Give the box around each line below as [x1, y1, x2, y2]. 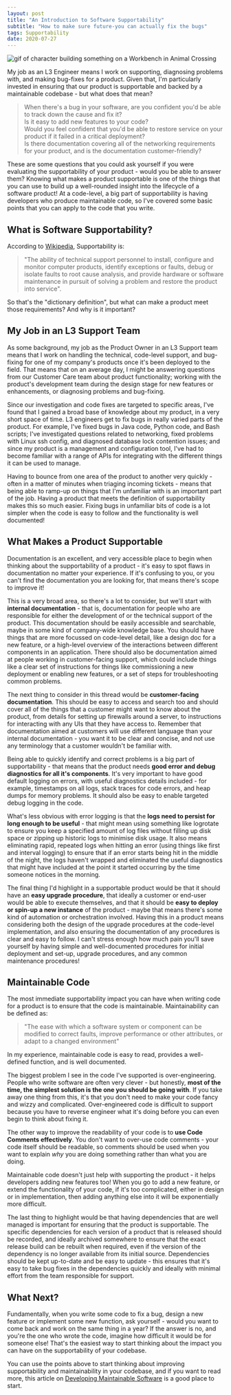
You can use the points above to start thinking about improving [7, 1360, 185, 1368]
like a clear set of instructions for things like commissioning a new [7, 662, 194, 671]
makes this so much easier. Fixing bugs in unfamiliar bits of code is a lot [7, 501, 211, 509]
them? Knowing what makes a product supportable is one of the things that [7, 175, 221, 183]
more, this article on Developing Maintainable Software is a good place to [7, 1374, 214, 1383]
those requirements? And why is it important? [7, 305, 136, 313]
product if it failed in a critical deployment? [23, 132, 146, 141]
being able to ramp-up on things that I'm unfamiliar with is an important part [7, 487, 222, 495]
